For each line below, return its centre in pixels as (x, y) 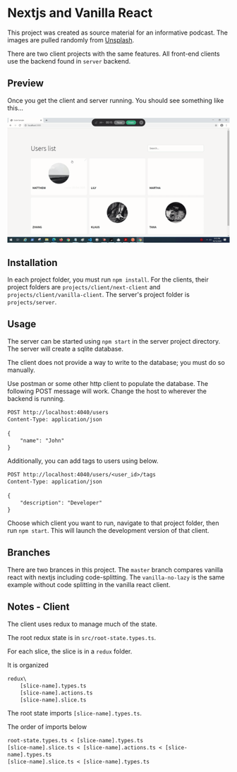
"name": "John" (42, 440)
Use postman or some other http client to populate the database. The (108, 383)
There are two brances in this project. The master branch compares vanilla (115, 569)
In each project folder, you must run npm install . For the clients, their (108, 279)
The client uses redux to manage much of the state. (82, 624)
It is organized (28, 665)
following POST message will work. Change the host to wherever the (107, 391)
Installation (32, 263)
